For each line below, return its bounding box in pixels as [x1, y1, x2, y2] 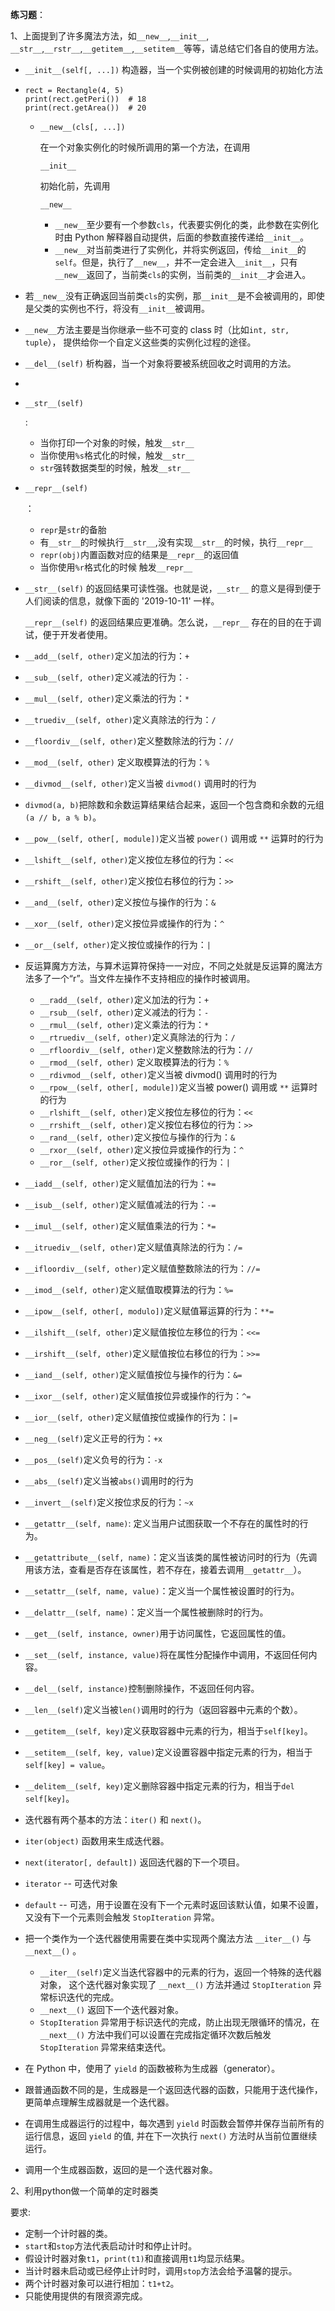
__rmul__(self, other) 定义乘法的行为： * [39, 1019, 210, 1030]
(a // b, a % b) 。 [24, 811, 102, 823]
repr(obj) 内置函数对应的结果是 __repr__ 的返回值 [39, 549, 240, 560]
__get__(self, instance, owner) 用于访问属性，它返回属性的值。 [24, 1628, 292, 1639]
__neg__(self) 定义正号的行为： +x [24, 1433, 163, 1444]
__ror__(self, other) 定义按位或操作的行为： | [39, 1156, 231, 1168]
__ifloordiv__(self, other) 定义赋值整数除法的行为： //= [24, 1263, 261, 1274]
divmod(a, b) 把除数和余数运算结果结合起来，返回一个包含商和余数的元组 [24, 799, 325, 810]
